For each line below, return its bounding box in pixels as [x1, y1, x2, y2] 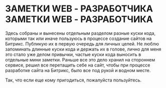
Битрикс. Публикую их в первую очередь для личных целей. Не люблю [5, 40, 159, 46]
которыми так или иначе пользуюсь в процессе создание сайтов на [5, 35, 152, 41]
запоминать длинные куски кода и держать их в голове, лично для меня [5, 46, 161, 52]
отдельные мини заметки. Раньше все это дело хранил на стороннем [5, 56, 155, 62]
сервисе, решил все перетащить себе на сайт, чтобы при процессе [5, 62, 150, 68]
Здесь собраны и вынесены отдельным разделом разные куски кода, [5, 30, 156, 36]
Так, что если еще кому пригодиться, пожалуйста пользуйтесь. [5, 77, 142, 83]
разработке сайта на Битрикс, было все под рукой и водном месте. [5, 67, 151, 73]
